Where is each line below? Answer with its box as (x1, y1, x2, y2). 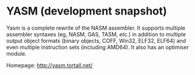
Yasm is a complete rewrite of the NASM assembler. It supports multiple (6, 24, 186, 31)
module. (6, 50, 27, 57)
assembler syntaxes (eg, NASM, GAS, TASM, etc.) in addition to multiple (6, 30, 186, 37)
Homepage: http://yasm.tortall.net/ (6, 62, 93, 69)
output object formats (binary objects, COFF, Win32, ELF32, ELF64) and (6, 37, 187, 44)
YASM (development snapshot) (6, 4, 168, 18)
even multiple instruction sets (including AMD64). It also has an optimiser (6, 44, 189, 51)
